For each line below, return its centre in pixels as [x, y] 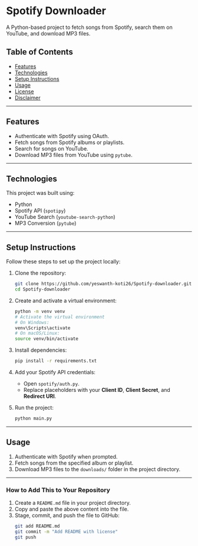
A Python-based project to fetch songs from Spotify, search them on [89, 27]
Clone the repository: [40, 273]
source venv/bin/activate [46, 339]
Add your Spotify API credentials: [55, 372]
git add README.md [37, 527]
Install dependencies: [41, 350]
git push [25, 537]
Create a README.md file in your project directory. [72, 503]
